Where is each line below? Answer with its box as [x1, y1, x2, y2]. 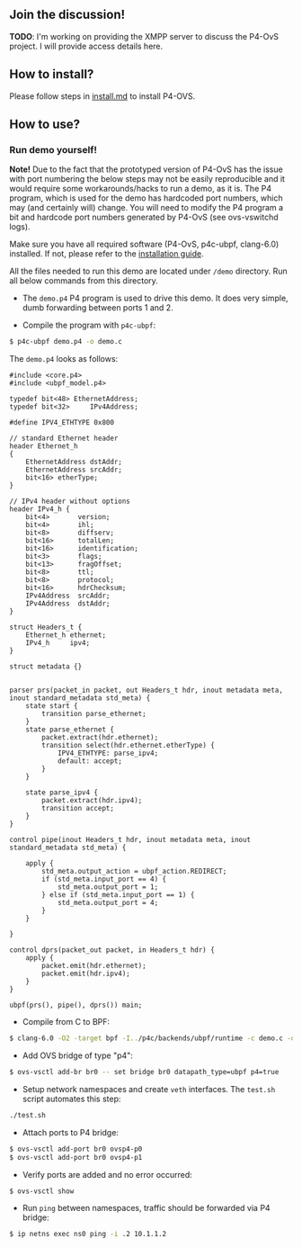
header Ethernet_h [9, 442, 78, 451]
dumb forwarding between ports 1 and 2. [22, 302, 173, 313]
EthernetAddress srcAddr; [25, 465, 123, 475]
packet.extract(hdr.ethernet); [41, 733, 159, 742]
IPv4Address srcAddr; [25, 591, 111, 601]
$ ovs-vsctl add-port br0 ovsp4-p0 [9, 1144, 143, 1153]
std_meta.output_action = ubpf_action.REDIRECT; [41, 867, 227, 876]
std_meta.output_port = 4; [57, 899, 159, 908]
